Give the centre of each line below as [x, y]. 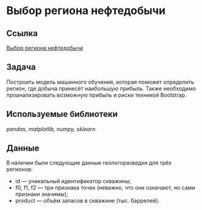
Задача [21, 67]
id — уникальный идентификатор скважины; [73, 181]
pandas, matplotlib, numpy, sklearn [51, 129]
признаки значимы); [41, 194]
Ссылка [22, 33]
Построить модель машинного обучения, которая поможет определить [100, 82]
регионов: [20, 170]
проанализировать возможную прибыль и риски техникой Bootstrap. [96, 95]
